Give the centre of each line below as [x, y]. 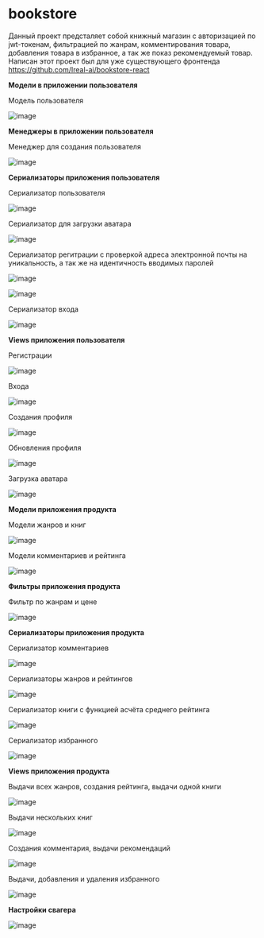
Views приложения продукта [59, 771]
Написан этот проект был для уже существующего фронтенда [114, 61]
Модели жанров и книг [47, 525]
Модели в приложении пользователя [73, 85]
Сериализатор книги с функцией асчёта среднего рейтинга [109, 709]
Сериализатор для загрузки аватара [70, 223]
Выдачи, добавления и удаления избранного [84, 878]
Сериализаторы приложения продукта [77, 632]
